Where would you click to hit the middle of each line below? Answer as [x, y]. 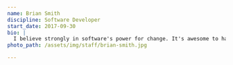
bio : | [17, 32]
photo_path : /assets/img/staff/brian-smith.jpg [77, 45]
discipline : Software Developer [54, 20]
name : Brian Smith [34, 13]
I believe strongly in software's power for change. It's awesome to [116, 39]
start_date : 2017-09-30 [42, 26]
